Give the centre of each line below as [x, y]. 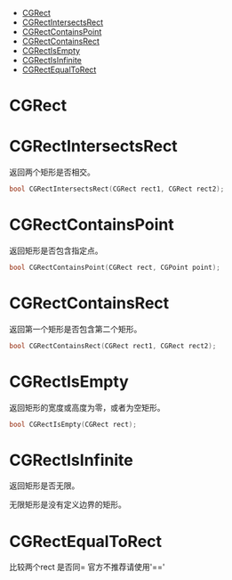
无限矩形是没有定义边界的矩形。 [68, 505]
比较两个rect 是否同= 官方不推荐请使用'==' [87, 567]
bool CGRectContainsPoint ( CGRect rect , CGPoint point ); [115, 267]
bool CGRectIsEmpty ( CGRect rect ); [73, 424]
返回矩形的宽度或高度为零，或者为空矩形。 [87, 407]
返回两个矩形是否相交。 [52, 172]
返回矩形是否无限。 [44, 486]
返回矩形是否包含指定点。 [56, 250]
